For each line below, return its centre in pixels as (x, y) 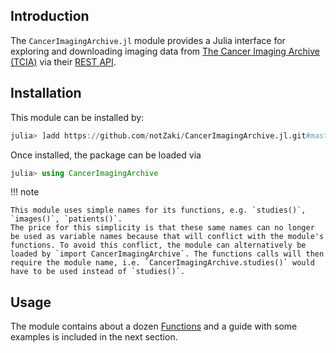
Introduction (50, 16)
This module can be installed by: (77, 117)
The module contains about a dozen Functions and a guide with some (154, 326)
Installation (46, 93)
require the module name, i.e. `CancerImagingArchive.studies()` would (162, 263)
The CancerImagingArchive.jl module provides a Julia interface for (148, 40)
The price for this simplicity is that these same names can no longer (162, 228)
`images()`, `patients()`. (66, 219)
